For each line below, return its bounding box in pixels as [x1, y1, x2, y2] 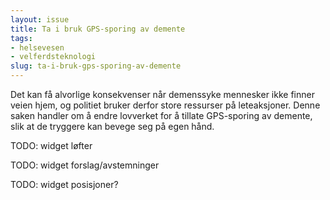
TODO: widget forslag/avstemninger [10, 159, 160, 171]
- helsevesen [10, 42, 65, 53]
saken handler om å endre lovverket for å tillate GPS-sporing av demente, [10, 110, 313, 121]
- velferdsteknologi [10, 52, 97, 62]
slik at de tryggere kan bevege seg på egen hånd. [10, 121, 215, 132]
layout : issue [10, 14, 70, 25]
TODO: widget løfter [10, 140, 93, 151]
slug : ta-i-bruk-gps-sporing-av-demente [10, 61, 182, 71]
